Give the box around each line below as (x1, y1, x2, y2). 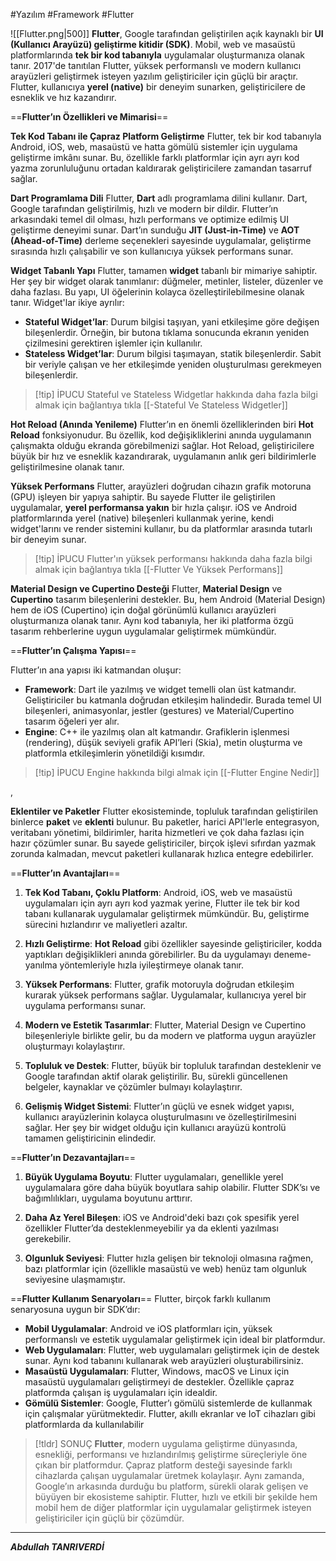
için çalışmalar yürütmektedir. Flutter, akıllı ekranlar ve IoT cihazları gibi (24, 1408, 317, 1419)
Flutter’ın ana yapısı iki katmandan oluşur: (10, 664, 182, 676)
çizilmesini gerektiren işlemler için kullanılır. (24, 337, 203, 349)
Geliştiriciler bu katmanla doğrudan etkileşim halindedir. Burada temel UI (24, 694, 322, 706)
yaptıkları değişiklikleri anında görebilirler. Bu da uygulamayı (24, 949, 272, 960)
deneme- (273, 949, 312, 960)
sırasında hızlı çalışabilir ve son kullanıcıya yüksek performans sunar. (10, 245, 294, 257)
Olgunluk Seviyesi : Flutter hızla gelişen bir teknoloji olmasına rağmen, (24, 1252, 314, 1264)
